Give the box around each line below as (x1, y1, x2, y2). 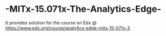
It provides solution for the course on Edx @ (5, 20, 97, 26)
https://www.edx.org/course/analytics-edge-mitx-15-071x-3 (5, 25, 130, 31)
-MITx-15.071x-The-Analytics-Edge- (5, 3, 161, 15)
